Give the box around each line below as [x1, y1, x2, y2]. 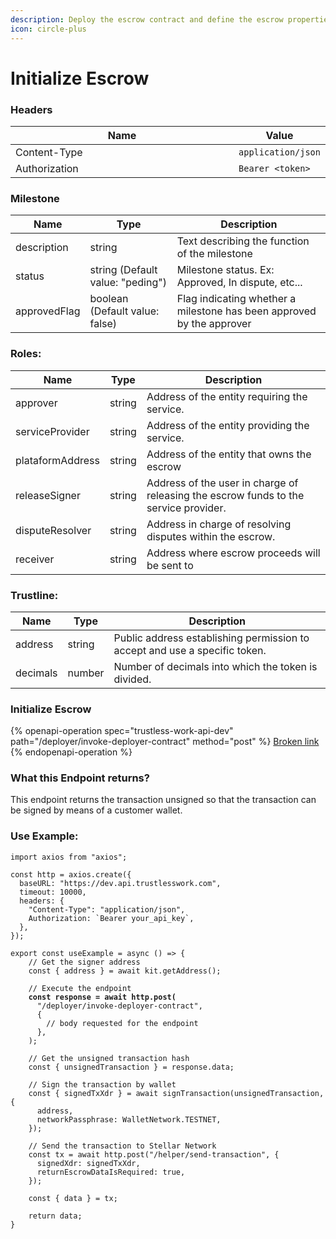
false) [89, 317, 118, 331]
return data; [28, 1211, 83, 1221]
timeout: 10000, [19, 887, 87, 897]
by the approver [176, 317, 252, 331]
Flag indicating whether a [176, 292, 297, 306]
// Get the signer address [28, 957, 141, 967]
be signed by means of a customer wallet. [10, 804, 183, 816]
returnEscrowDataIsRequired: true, [36, 1167, 186, 1177]
